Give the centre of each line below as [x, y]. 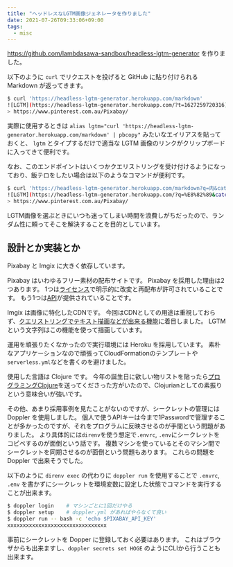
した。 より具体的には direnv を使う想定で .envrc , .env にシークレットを [120, 435]
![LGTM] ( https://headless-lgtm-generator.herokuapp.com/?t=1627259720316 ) [118, 105]
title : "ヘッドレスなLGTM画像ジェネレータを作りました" [79, 14]
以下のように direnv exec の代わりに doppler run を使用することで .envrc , [113, 476]
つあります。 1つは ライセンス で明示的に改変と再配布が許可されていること [112, 289]
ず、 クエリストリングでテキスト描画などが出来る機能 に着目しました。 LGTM [116, 321]
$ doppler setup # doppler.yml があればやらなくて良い [87, 513]
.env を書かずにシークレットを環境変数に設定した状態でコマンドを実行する [114, 484]
